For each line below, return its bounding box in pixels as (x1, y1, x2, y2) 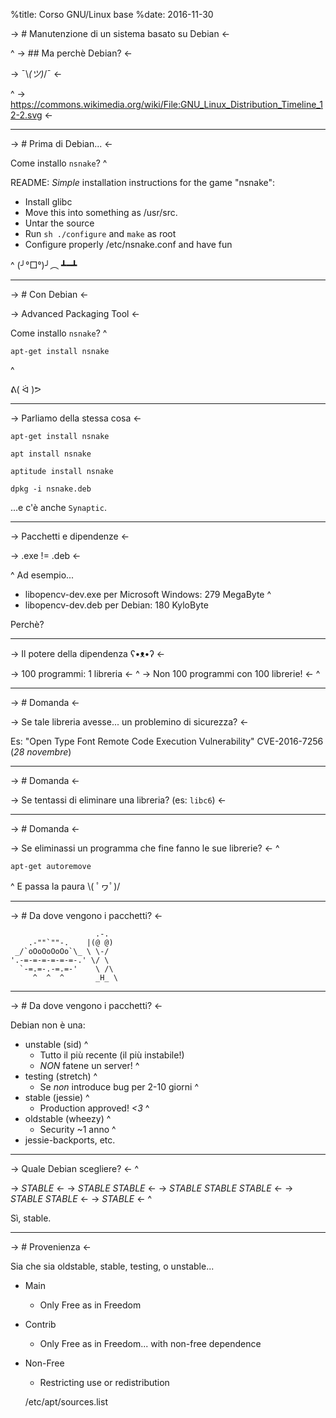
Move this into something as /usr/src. (24, 207, 178, 218)
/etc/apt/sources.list (24, 1396, 108, 1408)
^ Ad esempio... (10, 569, 75, 581)
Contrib (24, 1319, 57, 1330)
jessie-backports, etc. (24, 1134, 116, 1146)
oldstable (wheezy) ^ (24, 1113, 112, 1124)
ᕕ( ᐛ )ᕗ (10, 384, 42, 395)
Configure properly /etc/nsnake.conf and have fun (24, 239, 233, 250)
